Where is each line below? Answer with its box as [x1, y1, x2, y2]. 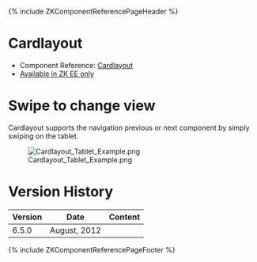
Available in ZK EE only [19, 69, 95, 78]
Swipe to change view [8, 97, 156, 115]
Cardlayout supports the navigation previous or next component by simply [8, 123, 250, 132]
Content [108, 211, 141, 222]
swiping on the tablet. [8, 131, 79, 141]
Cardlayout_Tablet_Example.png [28, 154, 133, 165]
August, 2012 [50, 225, 101, 236]
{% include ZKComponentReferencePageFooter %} [8, 245, 176, 254]
